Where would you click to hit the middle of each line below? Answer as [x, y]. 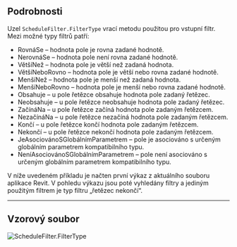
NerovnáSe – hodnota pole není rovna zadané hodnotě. [98, 57]
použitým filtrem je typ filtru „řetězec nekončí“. [75, 190]
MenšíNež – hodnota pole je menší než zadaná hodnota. [99, 80]
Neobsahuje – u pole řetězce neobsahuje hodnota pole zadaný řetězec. [121, 102]
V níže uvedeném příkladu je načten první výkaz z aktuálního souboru [109, 175]
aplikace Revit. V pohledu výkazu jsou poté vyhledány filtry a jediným [108, 183]
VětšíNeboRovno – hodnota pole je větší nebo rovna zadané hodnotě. [118, 72]
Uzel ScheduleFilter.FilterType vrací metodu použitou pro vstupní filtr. [111, 28]
